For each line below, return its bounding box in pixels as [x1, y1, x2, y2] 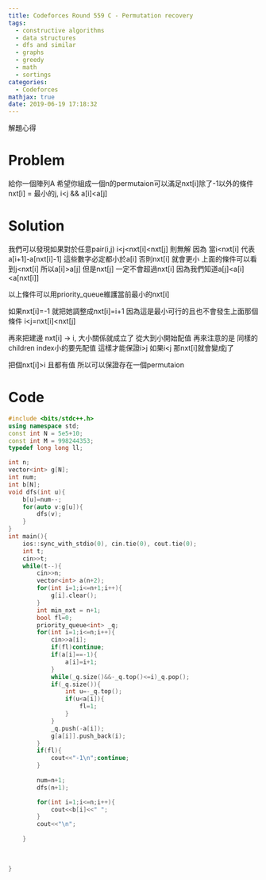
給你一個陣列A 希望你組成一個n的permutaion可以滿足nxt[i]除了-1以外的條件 [8, 179, 254, 188]
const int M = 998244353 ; [8, 436, 94, 445]
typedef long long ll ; [8, 444, 83, 452]
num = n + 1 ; [37, 776, 66, 784]
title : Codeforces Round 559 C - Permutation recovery [8, 11, 194, 20]
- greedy [15, 56, 44, 64]
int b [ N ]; [8, 480, 41, 489]
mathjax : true [8, 93, 56, 101]
